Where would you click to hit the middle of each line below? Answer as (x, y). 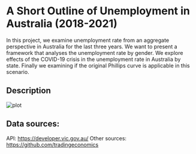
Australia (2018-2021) (62, 24)
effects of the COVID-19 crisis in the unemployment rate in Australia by (94, 59)
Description (28, 91)
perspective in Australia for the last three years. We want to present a (92, 47)
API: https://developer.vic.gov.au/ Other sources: (67, 138)
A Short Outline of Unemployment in (98, 11)
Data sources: (33, 124)
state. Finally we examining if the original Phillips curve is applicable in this (98, 65)
